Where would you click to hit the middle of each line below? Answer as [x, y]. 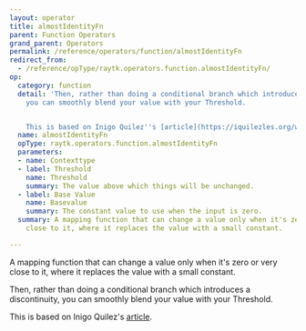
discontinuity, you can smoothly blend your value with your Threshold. [141, 299]
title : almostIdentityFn [56, 26]
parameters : [41, 152]
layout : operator [42, 18]
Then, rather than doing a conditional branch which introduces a [130, 289]
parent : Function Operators [63, 35]
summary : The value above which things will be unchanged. [140, 186]
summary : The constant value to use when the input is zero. [144, 211]
